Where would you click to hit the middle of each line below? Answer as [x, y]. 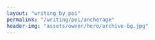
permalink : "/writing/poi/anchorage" [61, 20]
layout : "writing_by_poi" [43, 13]
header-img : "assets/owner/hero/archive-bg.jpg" [77, 26]
